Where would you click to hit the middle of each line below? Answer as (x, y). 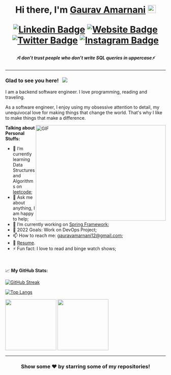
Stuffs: (13, 139)
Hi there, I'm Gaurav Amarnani (80, 10)
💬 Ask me (23, 197)
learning (21, 159)
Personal (15, 133)
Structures (24, 170)
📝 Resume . (24, 243)
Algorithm (23, 181)
